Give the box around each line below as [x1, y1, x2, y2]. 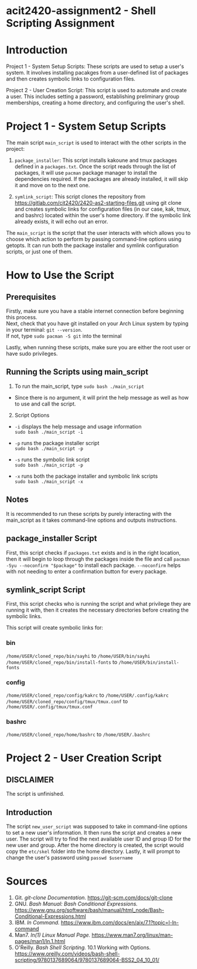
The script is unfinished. [6, 791, 64, 798]
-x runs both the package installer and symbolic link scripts [14, 472, 158, 480]
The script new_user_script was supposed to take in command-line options [6, 823, 188, 830]
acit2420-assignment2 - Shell [6, 4, 157, 18]
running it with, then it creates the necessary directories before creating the [6, 606, 189, 614]
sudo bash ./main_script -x [14, 478, 83, 485]
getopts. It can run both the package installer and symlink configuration [6, 242, 179, 249]
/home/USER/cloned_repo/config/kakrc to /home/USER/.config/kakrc [6, 691, 169, 698]
